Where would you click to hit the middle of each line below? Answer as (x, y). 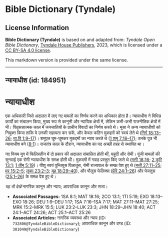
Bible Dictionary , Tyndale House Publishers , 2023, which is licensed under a (84, 45)
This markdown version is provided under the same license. (67, 60)
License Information (37, 28)
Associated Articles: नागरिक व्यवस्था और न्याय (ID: (59, 218)
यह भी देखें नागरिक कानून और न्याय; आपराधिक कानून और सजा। (57, 186)
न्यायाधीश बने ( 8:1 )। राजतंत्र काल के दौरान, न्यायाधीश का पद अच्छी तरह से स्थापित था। (75, 144)
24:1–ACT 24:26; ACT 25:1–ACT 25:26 (51, 212)
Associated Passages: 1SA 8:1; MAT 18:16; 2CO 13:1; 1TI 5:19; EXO (80, 196)
